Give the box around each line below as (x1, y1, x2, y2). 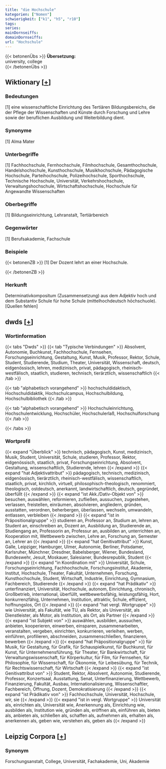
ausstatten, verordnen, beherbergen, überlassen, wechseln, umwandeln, (5, 507, 153, 513)
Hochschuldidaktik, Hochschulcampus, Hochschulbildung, (5, 390, 124, 396)
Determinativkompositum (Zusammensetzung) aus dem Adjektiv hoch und (5, 293, 157, 299)
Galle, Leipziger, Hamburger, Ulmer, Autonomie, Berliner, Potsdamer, (5, 544, 144, 550)
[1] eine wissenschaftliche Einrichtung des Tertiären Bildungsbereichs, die (5, 104, 156, 110)
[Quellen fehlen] (5, 303, 38, 309)
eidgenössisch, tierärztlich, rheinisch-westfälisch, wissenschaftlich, (5, 475, 143, 481)
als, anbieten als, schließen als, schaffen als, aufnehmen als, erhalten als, (5, 712, 155, 718)
